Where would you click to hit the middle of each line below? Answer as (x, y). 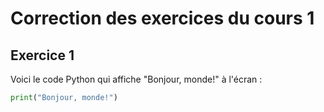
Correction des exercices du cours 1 (162, 18)
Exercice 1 (42, 55)
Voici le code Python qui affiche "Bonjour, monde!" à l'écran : (136, 79)
